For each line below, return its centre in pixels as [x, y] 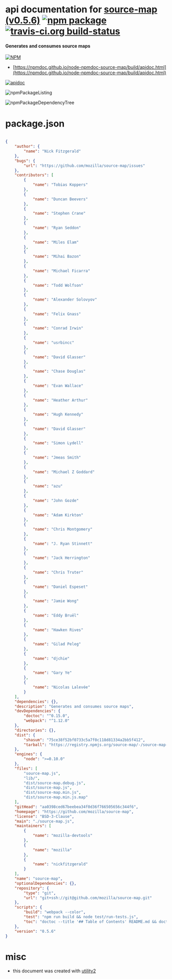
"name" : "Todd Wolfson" [58, 285]
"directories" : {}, [35, 730]
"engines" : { [28, 754]
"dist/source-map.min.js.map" [56, 797]
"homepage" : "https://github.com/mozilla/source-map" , [74, 812]
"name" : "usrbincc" [53, 343]
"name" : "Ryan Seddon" [57, 228]
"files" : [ [26, 768]
